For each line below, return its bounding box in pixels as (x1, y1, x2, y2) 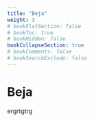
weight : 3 (7, 16, 36, 23)
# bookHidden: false (7, 36, 67, 42)
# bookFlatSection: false (7, 23, 81, 29)
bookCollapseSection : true (7, 42, 84, 49)
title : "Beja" (7, 10, 48, 17)
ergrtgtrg (7, 107, 33, 115)
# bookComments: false (7, 49, 72, 56)
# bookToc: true (7, 29, 54, 36)
